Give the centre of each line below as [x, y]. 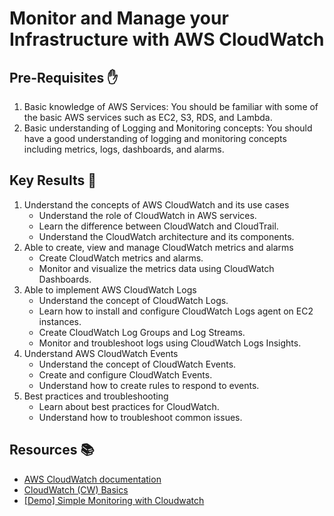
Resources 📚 [52, 450]
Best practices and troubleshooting [96, 396]
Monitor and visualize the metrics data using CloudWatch [156, 268]
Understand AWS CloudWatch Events [101, 353]
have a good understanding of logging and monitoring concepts [155, 138]
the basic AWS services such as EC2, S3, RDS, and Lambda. [148, 117]
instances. [60, 321]
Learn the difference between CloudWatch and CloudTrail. [158, 226]
